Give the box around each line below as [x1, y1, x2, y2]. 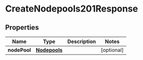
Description [67, 38, 96, 45]
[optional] [100, 46, 124, 53]
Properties [5, 23, 39, 32]
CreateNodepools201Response [5, 3, 138, 15]
